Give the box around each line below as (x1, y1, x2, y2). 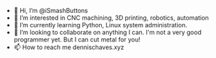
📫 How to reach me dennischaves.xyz (13, 43, 125, 51)
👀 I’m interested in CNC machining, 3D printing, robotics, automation (13, 14, 209, 22)
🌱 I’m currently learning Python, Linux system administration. (13, 21, 188, 29)
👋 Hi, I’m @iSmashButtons (13, 7, 89, 14)
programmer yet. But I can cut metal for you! (13, 35, 141, 44)
